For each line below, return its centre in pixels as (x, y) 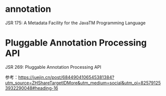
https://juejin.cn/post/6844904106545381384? (66, 77)
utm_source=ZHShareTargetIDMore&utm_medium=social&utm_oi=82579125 (83, 83)
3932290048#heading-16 (32, 88)
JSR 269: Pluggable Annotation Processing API (53, 67)
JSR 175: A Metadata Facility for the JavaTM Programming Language (75, 23)
